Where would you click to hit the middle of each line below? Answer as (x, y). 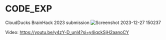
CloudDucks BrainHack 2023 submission (47, 22)
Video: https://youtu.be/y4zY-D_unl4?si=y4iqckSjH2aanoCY (67, 32)
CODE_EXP (29, 9)
